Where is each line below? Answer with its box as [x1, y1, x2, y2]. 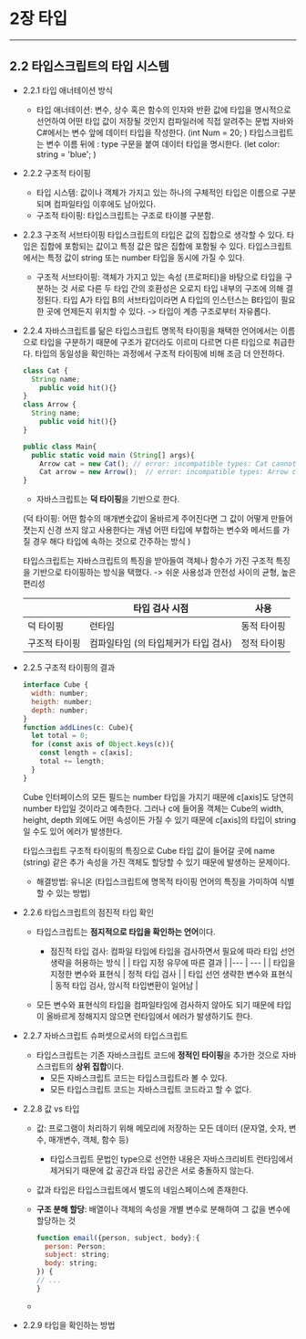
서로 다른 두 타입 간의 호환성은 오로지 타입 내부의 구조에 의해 [69, 282, 284, 293]
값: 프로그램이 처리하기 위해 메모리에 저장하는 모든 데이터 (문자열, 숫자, [36, 1123, 287, 1133]
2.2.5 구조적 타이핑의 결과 [22, 662, 116, 673]
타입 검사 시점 [133, 602, 189, 615]
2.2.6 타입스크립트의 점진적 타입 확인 [22, 906, 155, 918]
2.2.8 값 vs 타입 [22, 1102, 80, 1114]
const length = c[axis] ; [39, 748, 134, 758]
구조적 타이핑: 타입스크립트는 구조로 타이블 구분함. [36, 209, 214, 220]
